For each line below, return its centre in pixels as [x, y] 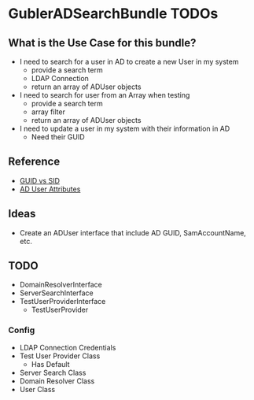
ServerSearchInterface [57, 293]
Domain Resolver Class [57, 381]
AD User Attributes [50, 189]
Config [22, 330]
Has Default [50, 364]
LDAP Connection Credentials [68, 347]
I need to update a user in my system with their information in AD [125, 128]
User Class [37, 389]
